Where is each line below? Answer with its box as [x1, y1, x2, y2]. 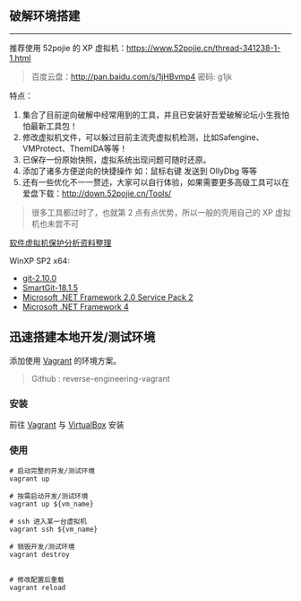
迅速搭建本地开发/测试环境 [9, 330, 156, 345]
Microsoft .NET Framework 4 [21, 301, 130, 312]
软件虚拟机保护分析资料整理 [9, 237, 112, 248]
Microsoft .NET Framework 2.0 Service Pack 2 [21, 291, 194, 303]
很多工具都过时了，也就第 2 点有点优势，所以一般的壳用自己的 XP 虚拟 [30, 207, 291, 217]
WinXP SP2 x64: [9, 255, 70, 266]
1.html [9, 52, 31, 63]
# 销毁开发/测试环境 [9, 543, 75, 552]
